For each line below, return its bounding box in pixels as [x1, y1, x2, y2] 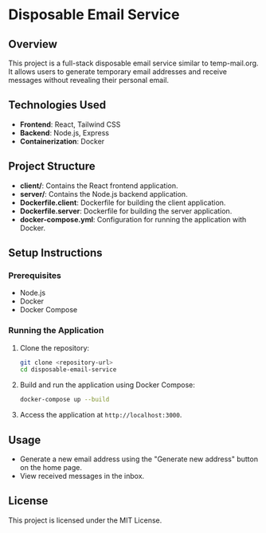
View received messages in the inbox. [19, 472, 145, 481]
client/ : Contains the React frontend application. [19, 181, 178, 190]
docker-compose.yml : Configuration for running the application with [19, 214, 247, 224]
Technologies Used [8, 98, 106, 112]
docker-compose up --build [19, 396, 110, 404]
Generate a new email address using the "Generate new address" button [19, 454, 259, 464]
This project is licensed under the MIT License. [8, 515, 162, 525]
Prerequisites [8, 269, 61, 280]
